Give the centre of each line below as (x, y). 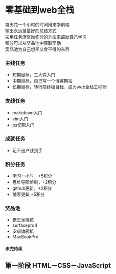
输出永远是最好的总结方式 (31, 30)
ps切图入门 (23, 125)
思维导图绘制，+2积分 (34, 182)
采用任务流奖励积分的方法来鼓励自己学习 (46, 37)
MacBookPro (25, 237)
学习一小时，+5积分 (32, 176)
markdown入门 (27, 112)
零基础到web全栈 (40, 10)
